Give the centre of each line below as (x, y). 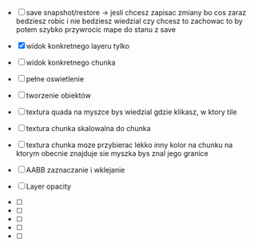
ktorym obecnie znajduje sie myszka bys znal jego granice (112, 153)
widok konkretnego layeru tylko (78, 46)
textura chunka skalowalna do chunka (88, 128)
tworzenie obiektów (59, 96)
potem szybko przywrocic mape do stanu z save (96, 30)
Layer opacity (49, 186)
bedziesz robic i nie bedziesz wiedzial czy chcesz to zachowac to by (129, 21)
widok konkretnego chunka (71, 62)
